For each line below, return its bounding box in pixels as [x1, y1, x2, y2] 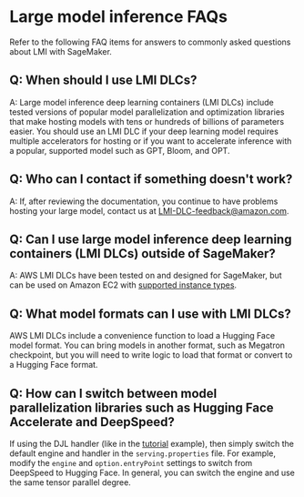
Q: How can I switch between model [9, 385, 218, 401]
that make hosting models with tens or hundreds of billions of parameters [9, 116, 285, 127]
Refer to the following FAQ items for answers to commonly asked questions [9, 36, 291, 47]
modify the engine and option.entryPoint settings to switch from [9, 458, 253, 468]
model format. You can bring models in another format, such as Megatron [9, 340, 285, 351]
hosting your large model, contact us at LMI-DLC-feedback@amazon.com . [9, 205, 289, 216]
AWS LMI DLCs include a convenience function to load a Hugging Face [9, 330, 276, 341]
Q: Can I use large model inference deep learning [9, 231, 292, 247]
